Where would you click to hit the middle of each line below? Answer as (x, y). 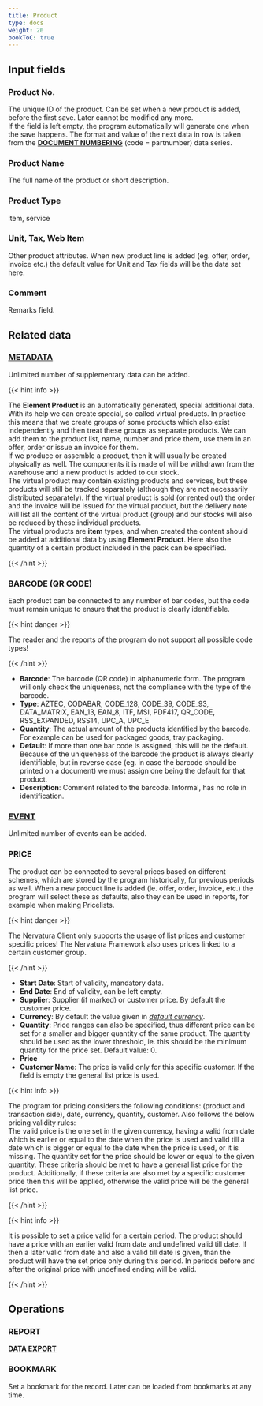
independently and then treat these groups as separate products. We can (127, 430)
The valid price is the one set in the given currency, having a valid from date (131, 1130)
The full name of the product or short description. (89, 180)
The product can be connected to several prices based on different (117, 871)
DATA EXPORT (32, 1349)
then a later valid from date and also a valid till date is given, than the (119, 1252)
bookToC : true (31, 37)
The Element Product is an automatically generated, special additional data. (131, 405)
